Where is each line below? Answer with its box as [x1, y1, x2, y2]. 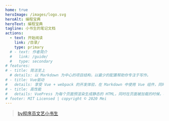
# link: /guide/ [10, 54, 49, 59]
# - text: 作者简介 [10, 49, 48, 54]
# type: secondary [10, 59, 53, 64]
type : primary [14, 45, 44, 50]
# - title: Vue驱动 [5, 77, 45, 82]
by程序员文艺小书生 [17, 110, 58, 116]
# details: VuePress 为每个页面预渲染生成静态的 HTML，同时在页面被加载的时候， [5, 91, 163, 96]
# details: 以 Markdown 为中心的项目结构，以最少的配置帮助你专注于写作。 [10, 73, 151, 78]
